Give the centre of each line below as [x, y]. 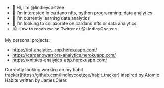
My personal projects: [27, 40]
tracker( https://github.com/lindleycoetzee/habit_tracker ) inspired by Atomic [82, 75]
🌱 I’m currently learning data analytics [51, 18]
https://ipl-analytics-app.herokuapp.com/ [55, 50]
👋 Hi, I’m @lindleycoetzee [38, 8]
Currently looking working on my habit [44, 70]
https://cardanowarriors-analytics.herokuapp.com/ [64, 55]
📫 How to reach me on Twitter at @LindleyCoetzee [65, 29]
